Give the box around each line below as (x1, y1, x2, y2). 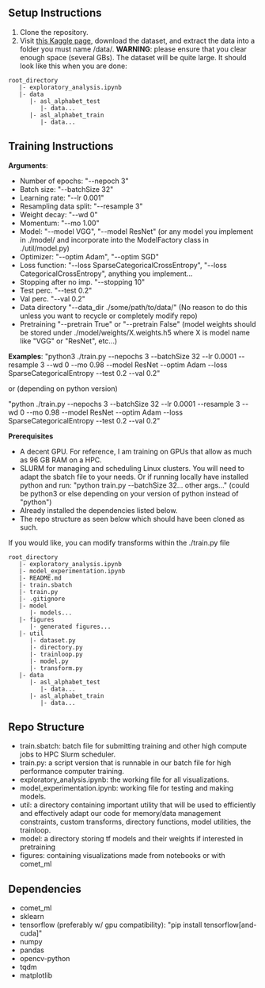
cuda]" (19, 929, 43, 938)
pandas (19, 945, 45, 955)
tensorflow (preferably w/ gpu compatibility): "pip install (19, 920, 203, 930)
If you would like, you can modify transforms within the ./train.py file (8, 538, 230, 547)
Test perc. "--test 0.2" (19, 285, 93, 295)
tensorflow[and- (203, 920, 257, 930)
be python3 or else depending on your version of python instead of (19, 488, 239, 498)
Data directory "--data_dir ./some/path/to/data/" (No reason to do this (19, 302, 248, 312)
